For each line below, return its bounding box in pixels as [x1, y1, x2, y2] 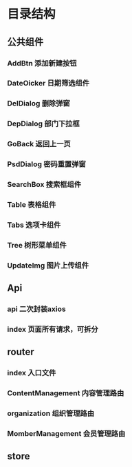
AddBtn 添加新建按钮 [7, 58, 77, 68]
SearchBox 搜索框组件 [7, 180, 81, 190]
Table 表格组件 [7, 199, 56, 209]
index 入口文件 [7, 368, 56, 378]
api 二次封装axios [7, 304, 67, 314]
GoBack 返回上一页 [7, 139, 71, 149]
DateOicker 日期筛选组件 [7, 79, 90, 88]
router [7, 346, 34, 358]
